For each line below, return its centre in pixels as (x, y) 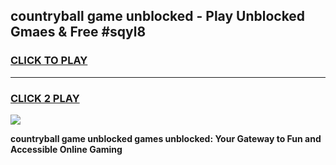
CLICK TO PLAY (49, 61)
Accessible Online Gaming (66, 149)
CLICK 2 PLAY (45, 98)
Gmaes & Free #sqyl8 (78, 32)
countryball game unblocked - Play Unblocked (158, 16)
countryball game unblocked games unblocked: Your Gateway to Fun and (166, 138)
